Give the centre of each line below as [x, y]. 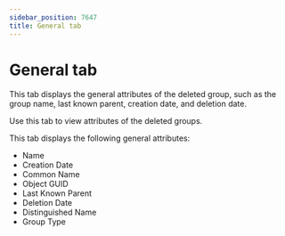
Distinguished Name [59, 212]
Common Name [51, 175]
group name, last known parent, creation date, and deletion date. [128, 104]
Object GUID [45, 184]
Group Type [44, 222]
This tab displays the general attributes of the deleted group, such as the [143, 94]
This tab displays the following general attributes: [100, 138]
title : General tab [45, 26]
